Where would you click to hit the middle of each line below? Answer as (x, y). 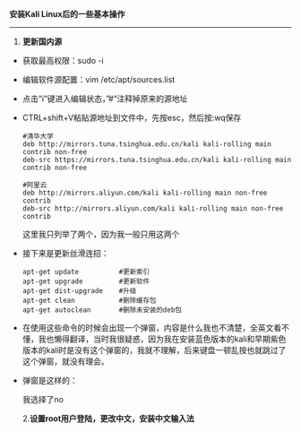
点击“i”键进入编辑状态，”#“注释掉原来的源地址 (105, 99)
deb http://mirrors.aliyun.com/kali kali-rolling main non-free (145, 193)
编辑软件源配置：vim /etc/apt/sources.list (99, 79)
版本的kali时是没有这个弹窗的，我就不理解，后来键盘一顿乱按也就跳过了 (154, 350)
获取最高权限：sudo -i (63, 60)
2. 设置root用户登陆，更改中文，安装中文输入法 (108, 419)
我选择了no (43, 399)
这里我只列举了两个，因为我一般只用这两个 (101, 234)
